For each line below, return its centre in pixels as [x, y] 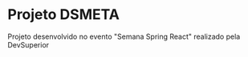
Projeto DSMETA [63, 15]
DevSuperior [28, 44]
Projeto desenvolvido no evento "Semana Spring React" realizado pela [124, 36]
